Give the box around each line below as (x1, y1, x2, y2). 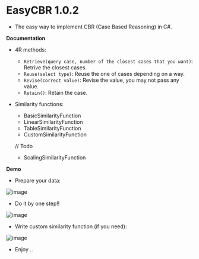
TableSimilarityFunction (23, 124, 81, 132)
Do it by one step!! (14, 200, 60, 207)
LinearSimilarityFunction (23, 118, 83, 125)
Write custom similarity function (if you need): (14, 223, 127, 230)
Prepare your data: (14, 177, 61, 184)
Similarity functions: (14, 100, 64, 107)
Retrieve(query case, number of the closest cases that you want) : (23, 57, 193, 65)
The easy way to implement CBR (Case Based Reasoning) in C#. (14, 23, 172, 30)
